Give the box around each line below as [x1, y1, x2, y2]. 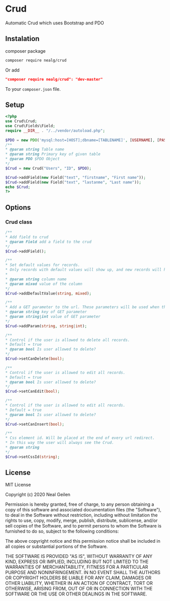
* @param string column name [5, 277, 67, 282]
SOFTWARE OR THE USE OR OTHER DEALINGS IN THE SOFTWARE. [5, 591, 147, 597]
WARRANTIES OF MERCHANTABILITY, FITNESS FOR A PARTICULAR [5, 564, 148, 570]
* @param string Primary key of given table [5, 152, 101, 157]
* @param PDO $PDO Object [5, 157, 60, 162]
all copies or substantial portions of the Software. [5, 543, 108, 550]
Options [5, 203, 31, 212]
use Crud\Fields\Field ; [5, 124, 56, 129]
